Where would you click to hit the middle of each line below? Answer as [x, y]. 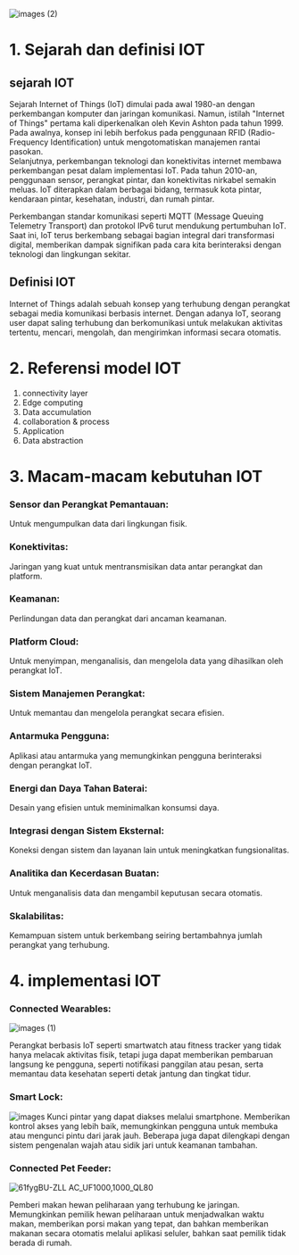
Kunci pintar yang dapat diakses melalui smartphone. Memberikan [169, 1117]
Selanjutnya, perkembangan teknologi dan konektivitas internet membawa [145, 161]
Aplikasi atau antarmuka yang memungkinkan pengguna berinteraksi [135, 755]
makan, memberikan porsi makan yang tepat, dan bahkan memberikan [139, 1224]
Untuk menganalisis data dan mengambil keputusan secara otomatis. [136, 893]
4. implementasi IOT [85, 981]
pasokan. [26, 151]
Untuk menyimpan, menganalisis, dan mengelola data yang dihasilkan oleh [146, 661]
